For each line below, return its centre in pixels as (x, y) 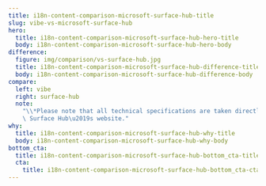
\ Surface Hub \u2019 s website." (76, 119)
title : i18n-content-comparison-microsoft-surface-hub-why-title (125, 133)
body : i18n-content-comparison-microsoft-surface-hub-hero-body (123, 45)
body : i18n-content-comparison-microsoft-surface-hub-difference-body (134, 74)
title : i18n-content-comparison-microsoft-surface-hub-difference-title (138, 67)
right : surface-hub (47, 97)
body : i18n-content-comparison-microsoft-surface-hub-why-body (122, 140)
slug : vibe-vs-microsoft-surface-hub (70, 23)
